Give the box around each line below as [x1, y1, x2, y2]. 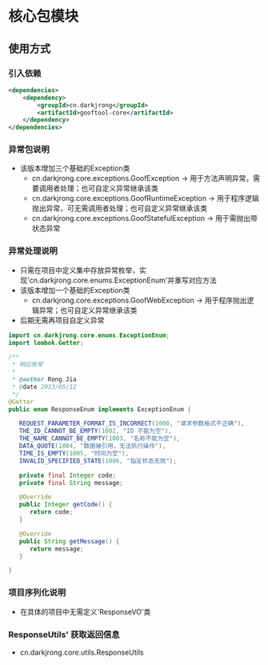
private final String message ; [18, 479, 124, 487]
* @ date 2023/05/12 [11, 383, 78, 391]
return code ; [29, 508, 74, 516]
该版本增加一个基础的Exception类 [19, 285, 130, 294]
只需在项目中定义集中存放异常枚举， [19, 265, 140, 274]
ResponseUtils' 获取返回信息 [8, 629, 120, 640]
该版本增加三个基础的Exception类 [19, 163, 130, 173]
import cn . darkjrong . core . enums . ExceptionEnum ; [8, 331, 170, 339]
